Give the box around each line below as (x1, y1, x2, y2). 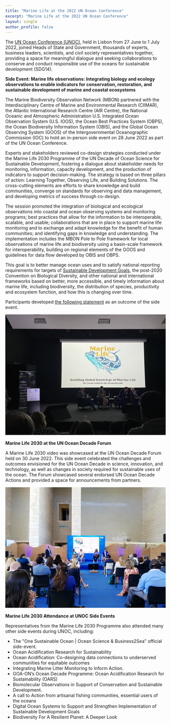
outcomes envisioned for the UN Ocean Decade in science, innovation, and (5, 461, 163, 467)
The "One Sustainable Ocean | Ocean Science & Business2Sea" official (12, 638, 162, 644)
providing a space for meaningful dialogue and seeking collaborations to (5, 55, 157, 61)
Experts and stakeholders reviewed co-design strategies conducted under (5, 150, 161, 156)
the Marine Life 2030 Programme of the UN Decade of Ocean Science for (5, 156, 160, 162)
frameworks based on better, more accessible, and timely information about (5, 278, 164, 284)
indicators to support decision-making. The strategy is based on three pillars (5, 171, 166, 178)
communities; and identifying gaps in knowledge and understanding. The (5, 230, 159, 237)
